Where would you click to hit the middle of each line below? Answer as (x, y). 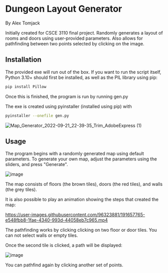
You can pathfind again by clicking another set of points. (64, 265)
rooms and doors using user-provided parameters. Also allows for (74, 38)
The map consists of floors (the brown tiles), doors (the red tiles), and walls (84, 184)
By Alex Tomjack (23, 23)
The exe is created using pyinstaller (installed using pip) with (69, 106)
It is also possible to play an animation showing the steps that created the (82, 200)
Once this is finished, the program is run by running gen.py (67, 96)
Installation (23, 60)
